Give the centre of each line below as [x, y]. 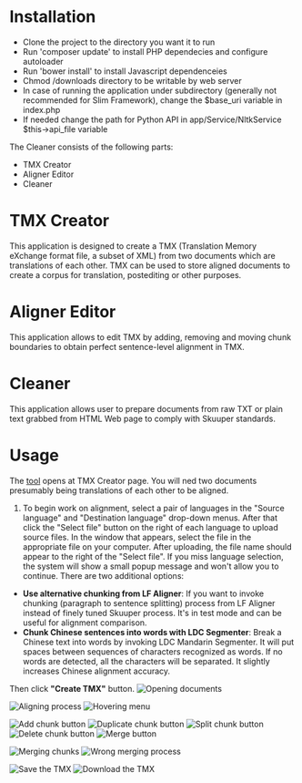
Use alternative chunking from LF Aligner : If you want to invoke [143, 593]
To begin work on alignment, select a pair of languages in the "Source [153, 508]
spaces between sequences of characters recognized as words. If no [153, 651]
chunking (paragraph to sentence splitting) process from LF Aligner [149, 603]
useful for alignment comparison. [85, 623]
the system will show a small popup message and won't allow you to [151, 566]
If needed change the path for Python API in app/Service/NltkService [152, 119]
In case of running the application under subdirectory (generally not [150, 90]
